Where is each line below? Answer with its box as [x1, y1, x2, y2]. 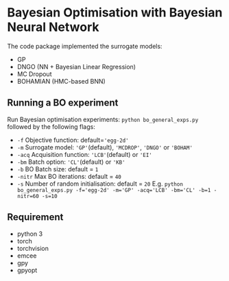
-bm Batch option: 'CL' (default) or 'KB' [16, 158, 125, 166]
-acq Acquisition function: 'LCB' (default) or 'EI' [16, 150, 153, 158]
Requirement [7, 211, 64, 223]
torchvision [16, 244, 49, 252]
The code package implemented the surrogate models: [7, 42, 162, 50]
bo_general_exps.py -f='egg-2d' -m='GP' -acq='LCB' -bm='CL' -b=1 [16, 186, 211, 193]
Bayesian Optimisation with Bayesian [7, 5, 223, 21]
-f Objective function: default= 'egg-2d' [16, 136, 129, 144]
